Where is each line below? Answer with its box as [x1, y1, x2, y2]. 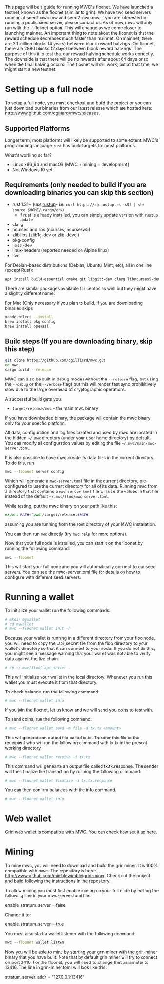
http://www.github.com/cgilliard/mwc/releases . [5, 110, 100, 116]
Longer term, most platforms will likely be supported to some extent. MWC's [5, 137, 159, 143]
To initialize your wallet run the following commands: [5, 607, 111, 613]
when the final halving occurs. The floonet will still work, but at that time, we [5, 61, 158, 67]
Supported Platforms [5, 124, 70, 133]
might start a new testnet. [5, 67, 57, 72]
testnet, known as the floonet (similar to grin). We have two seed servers [5, 9, 151, 15]
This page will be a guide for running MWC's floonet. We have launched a [5, 4, 153, 10]
